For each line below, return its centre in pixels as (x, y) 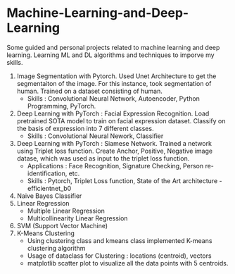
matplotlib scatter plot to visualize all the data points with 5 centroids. (128, 263)
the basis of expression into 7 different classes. (85, 128)
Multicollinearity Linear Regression (77, 218)
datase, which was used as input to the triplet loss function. (103, 158)
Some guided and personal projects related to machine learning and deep (113, 47)
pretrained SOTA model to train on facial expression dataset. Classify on (121, 120)
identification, (47, 173)
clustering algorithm (56, 248)
